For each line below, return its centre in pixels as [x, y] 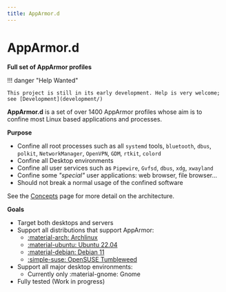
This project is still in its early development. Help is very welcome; [114, 93]
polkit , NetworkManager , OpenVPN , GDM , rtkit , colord [89, 153]
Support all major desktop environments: [75, 266]
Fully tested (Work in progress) [61, 281]
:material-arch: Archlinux [62, 237]
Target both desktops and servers [65, 222]
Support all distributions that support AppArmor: [85, 230]
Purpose [20, 133]
